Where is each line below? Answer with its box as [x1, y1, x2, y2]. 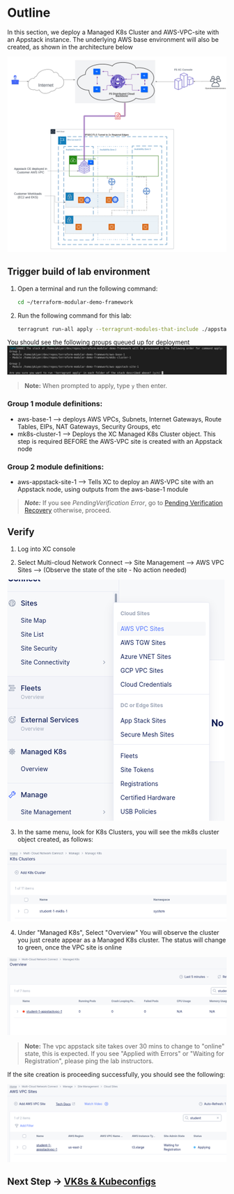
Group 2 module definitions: [7, 462, 104, 472]
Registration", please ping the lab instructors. [24, 1057, 154, 1065]
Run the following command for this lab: [17, 311, 132, 320]
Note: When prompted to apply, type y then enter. [24, 382, 168, 390]
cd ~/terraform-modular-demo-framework [17, 298, 134, 306]
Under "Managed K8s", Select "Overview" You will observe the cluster [17, 928, 219, 936]
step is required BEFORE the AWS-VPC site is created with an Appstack [17, 437, 223, 445]
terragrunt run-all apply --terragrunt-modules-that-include [17, 325, 199, 332]
